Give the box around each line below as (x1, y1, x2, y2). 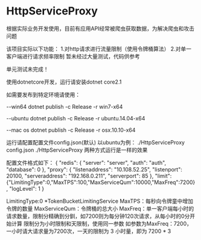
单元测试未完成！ (6, 65, 49, 73)
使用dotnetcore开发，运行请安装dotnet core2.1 (6, 78, 122, 85)
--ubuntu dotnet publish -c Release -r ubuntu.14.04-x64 (6, 114, 145, 122)
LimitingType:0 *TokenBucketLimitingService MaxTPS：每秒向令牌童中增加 (6, 197, 193, 205)
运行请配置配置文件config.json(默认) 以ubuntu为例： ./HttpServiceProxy (6, 138, 185, 146)
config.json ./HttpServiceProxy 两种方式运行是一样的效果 (6, 146, 148, 153)
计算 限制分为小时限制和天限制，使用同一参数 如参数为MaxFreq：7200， (11, 220, 192, 227)
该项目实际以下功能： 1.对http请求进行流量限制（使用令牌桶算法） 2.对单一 (6, 45, 192, 52)
